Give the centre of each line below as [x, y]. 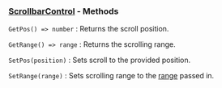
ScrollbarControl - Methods [64, 11]
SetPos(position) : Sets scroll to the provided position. [100, 60]
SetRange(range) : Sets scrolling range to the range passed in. [111, 76]
